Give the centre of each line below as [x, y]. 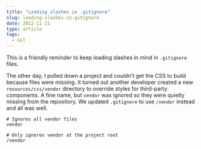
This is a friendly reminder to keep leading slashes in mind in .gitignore [97, 57]
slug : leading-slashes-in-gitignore [53, 18]
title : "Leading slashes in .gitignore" [58, 12]
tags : [13, 35]
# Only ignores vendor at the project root [62, 135]
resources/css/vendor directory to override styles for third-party [87, 88]
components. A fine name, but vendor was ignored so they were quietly [95, 95]
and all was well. [27, 108]
